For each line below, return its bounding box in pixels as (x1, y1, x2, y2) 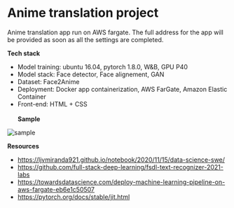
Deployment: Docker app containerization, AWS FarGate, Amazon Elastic (17, 85, 228, 93)
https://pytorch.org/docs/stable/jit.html (17, 193, 130, 201)
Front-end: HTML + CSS (17, 99, 88, 108)
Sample (17, 114, 41, 123)
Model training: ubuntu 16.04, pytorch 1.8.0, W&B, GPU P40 (17, 62, 188, 71)
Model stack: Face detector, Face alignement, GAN (17, 70, 165, 78)
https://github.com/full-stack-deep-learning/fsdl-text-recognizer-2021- (17, 162, 224, 171)
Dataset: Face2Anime (17, 77, 80, 85)
